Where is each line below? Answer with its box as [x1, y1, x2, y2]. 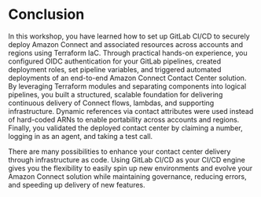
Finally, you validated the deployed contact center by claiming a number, [8, 123, 244, 133]
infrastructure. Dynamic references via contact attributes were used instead [8, 106, 254, 115]
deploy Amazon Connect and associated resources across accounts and [8, 39, 244, 49]
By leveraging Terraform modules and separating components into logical [8, 81, 247, 91]
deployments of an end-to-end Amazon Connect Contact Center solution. [8, 73, 247, 82]
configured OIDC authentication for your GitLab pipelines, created [8, 57, 222, 66]
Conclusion [8, 5, 85, 24]
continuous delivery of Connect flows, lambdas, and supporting [8, 98, 215, 108]
